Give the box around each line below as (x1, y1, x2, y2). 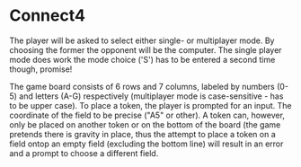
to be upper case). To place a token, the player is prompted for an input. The (9, 100, 292, 110)
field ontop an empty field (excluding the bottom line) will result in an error (9, 138, 284, 149)
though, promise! (9, 64, 73, 75)
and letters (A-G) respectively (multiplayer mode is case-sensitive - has (19, 91, 284, 101)
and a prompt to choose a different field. (9, 147, 159, 158)
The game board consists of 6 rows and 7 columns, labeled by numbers (9, 81, 276, 92)
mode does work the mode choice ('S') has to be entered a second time (9, 54, 276, 65)
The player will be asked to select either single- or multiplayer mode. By (9, 35, 275, 46)
